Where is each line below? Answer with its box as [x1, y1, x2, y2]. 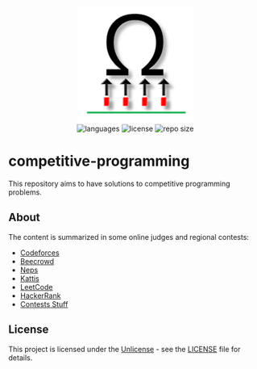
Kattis [19, 273, 40, 283]
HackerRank [19, 291, 61, 300]
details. [8, 353, 33, 363]
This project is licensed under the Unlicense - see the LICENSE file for [8, 344, 241, 354]
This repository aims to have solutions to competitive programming [8, 178, 231, 188]
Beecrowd [19, 256, 55, 266]
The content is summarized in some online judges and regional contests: [8, 232, 250, 241]
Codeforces [19, 248, 60, 258]
